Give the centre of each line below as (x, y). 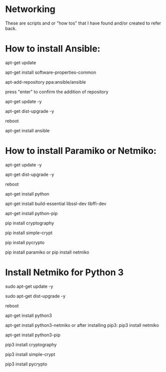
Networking (30, 9)
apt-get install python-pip (31, 213)
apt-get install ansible (27, 130)
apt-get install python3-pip (33, 335)
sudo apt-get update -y (29, 286)
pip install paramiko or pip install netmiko (47, 252)
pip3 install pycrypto (26, 364)
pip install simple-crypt (29, 233)
